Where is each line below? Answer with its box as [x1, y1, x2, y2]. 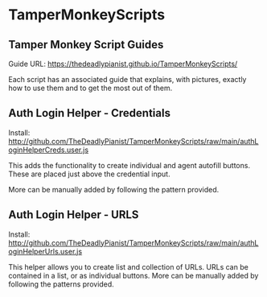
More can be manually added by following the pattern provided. [8, 184, 220, 194]
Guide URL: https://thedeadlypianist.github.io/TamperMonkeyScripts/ [8, 59, 238, 68]
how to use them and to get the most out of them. [8, 83, 173, 93]
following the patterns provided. [8, 279, 114, 289]
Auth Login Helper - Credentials [8, 106, 171, 120]
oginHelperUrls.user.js [8, 246, 83, 256]
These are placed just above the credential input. [8, 169, 170, 179]
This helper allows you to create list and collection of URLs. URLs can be [8, 262, 249, 271]
